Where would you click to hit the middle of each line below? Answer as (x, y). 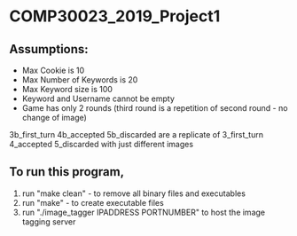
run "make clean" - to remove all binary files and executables (134, 193)
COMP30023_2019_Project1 (115, 16)
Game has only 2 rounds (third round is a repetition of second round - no (155, 108)
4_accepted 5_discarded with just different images (101, 144)
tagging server (49, 221)
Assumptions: (49, 49)
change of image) (54, 118)
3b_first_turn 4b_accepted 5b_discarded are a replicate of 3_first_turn (137, 134)
